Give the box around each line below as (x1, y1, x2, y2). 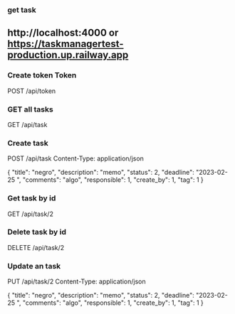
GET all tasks (7, 104, 53, 114)
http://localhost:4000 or (7, 27, 119, 39)
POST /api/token (7, 87, 56, 95)
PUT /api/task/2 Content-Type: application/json (7, 277, 146, 286)
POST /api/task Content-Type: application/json (7, 154, 145, 163)
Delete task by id (7, 227, 66, 237)
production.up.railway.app (7, 49, 129, 61)
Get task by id (7, 193, 56, 203)
